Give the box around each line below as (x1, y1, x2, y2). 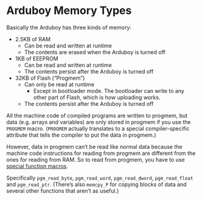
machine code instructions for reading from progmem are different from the (6, 150, 196, 157)
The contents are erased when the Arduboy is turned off (24, 48, 166, 55)
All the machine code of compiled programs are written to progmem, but (6, 112, 188, 119)
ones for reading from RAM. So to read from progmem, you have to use (6, 156, 185, 163)
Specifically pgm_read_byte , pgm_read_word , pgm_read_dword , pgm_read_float (6, 174, 193, 181)
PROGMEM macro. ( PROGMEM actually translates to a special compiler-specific (6, 125, 190, 132)
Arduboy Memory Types (6, 4, 132, 18)
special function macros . (6, 162, 68, 170)
